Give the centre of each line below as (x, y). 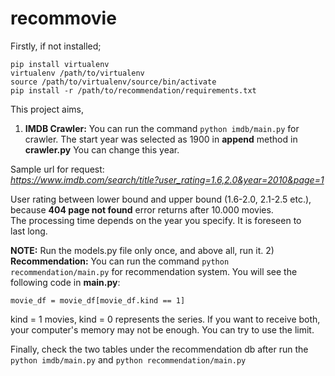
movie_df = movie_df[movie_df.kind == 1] (98, 300)
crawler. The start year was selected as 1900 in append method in (161, 139)
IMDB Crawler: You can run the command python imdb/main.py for (162, 128)
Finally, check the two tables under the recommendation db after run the (159, 349)
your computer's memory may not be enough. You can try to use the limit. (162, 329)
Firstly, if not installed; (56, 46)
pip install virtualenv (60, 64)
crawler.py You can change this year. (102, 149)
